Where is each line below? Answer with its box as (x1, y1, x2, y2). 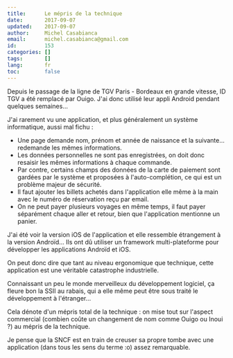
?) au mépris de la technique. (7, 322, 90, 330)
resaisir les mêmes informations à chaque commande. (17, 158, 172, 166)
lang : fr (7, 62, 51, 69)
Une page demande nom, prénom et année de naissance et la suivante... (17, 136, 225, 144)
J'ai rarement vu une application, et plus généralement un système (7, 115, 198, 123)
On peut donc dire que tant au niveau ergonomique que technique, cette (7, 258, 214, 267)
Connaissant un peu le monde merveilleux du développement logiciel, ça (7, 279, 215, 287)
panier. (17, 217, 37, 225)
